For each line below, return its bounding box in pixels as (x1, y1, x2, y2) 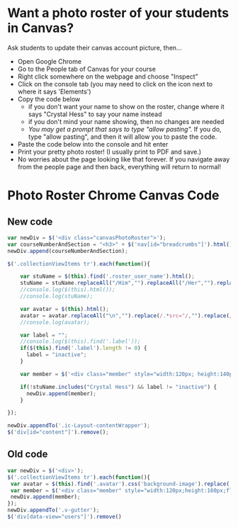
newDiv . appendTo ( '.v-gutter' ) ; (7, 506, 100, 514)
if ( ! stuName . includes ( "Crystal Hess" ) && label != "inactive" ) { (20, 383, 217, 390)
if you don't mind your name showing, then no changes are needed (28, 117, 225, 125)
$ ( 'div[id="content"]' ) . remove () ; (7, 429, 110, 436)
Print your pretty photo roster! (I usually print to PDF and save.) (17, 147, 202, 156)
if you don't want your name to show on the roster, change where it (28, 102, 225, 110)
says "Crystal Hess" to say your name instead (28, 110, 162, 118)
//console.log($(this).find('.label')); (20, 338, 141, 345)
